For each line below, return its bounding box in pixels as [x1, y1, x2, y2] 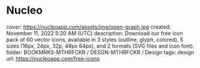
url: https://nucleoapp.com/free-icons [6, 55, 100, 62]
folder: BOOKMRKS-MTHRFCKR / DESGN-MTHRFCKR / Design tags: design [6, 48, 195, 55]
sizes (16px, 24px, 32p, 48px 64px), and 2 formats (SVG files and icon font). [6, 42, 195, 50]
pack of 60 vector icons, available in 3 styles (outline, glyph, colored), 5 [6, 36, 184, 43]
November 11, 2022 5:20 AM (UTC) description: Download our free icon [6, 29, 183, 36]
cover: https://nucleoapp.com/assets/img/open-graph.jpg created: [6, 23, 171, 30]
